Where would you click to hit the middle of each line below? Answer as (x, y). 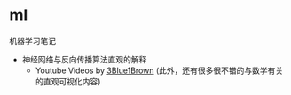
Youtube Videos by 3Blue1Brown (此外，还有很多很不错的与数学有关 (159, 70)
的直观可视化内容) (68, 81)
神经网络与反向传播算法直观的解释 (84, 59)
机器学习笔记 (32, 40)
